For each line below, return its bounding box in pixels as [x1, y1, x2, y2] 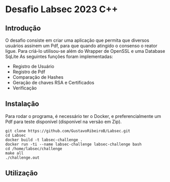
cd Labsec [5, 133, 26, 138]
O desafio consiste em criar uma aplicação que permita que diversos [5, 37, 150, 43]
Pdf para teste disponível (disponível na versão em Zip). [5, 118, 122, 125]
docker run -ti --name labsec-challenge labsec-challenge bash [5, 141, 142, 147]
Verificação [12, 85, 37, 91]
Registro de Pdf [12, 69, 46, 75]
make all [5, 150, 24, 156]
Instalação [5, 100, 40, 108]
